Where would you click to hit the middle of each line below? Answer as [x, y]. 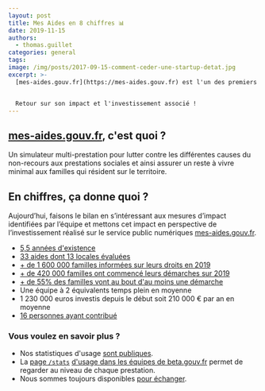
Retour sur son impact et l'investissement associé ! [106, 103]
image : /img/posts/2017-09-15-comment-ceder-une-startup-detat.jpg [122, 68]
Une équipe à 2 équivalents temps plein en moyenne [106, 290]
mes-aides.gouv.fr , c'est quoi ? [87, 135]
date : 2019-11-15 [37, 30]
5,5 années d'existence [58, 248]
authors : [23, 38]
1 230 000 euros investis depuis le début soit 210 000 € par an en [127, 298]
